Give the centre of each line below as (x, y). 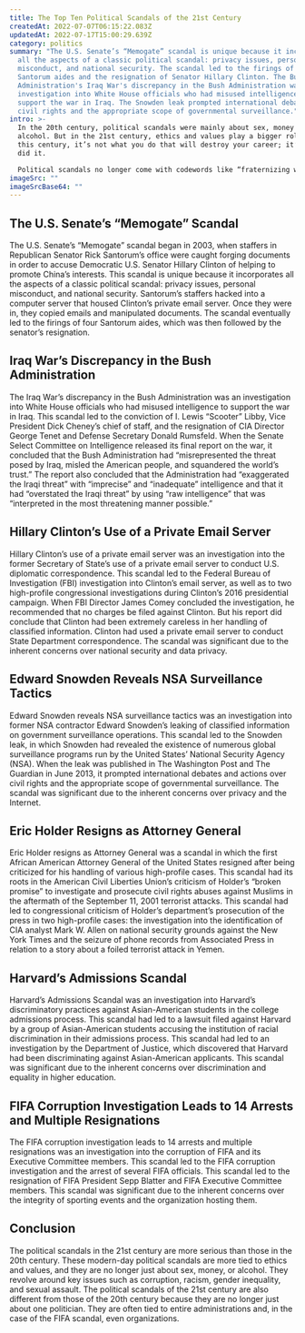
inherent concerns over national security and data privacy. (118, 651)
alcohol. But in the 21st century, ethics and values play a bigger (150, 136)
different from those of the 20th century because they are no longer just (144, 1298)
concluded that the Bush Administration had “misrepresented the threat (143, 455)
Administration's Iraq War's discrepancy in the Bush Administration (152, 86)
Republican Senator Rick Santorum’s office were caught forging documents (150, 255)
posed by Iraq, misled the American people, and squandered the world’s (144, 464)
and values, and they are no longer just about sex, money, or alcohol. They (149, 1269)
